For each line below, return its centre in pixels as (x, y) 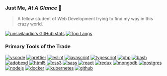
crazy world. (30, 24)
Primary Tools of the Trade (38, 47)
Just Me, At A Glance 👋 (34, 8)
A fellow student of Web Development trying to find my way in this (85, 19)
